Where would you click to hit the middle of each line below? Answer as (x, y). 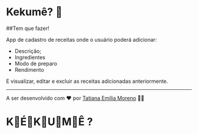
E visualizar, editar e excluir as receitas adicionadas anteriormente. (87, 81)
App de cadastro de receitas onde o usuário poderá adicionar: (82, 39)
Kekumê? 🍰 (34, 12)
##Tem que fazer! (28, 28)
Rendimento (29, 69)
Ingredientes (30, 57)
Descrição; (28, 51)
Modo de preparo (36, 63)
